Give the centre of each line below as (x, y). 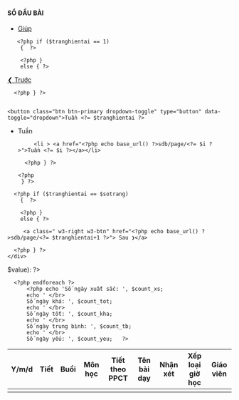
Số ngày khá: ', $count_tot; (69, 302)
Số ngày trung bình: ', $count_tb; (79, 327)
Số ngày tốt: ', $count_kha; (69, 314)
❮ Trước (20, 80)
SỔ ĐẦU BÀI (26, 13)
